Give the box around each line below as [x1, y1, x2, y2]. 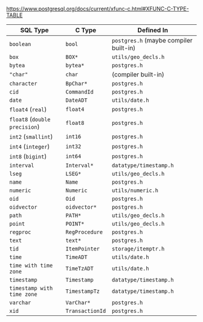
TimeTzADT [65, 265, 94, 272]
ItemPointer [65, 246, 100, 252]
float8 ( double [9, 115, 51, 123]
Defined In [137, 26, 168, 34]
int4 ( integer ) [9, 143, 50, 150]
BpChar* [65, 80, 88, 87]
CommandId [65, 89, 94, 95]
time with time [9, 262, 53, 269]
